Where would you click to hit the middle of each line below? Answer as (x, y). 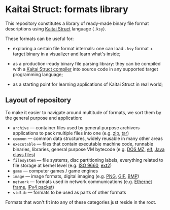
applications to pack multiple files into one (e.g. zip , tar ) (71, 133)
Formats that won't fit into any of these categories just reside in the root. (81, 202)
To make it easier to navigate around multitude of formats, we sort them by (83, 112)
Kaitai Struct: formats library (67, 9)
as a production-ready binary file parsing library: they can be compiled (87, 63)
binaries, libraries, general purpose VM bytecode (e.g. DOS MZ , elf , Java (89, 149)
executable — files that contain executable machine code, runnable (83, 144)
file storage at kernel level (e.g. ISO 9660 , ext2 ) (62, 165)
